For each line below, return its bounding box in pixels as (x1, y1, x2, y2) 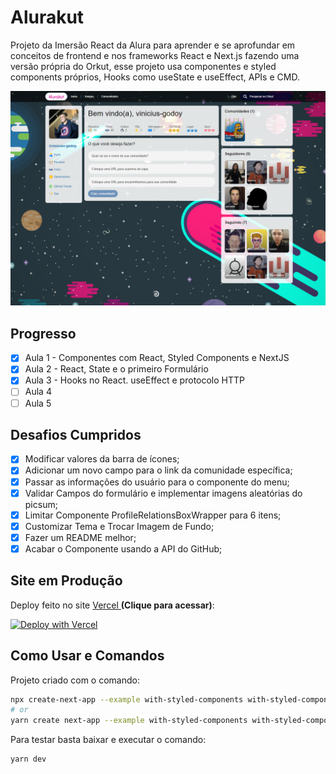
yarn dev (10, 754, 47, 765)
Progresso (10, 325, 77, 342)
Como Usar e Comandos (10, 647, 165, 665)
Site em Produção (10, 572, 123, 590)
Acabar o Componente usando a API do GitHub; (24, 542, 223, 555)
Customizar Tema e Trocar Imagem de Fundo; (24, 520, 215, 532)
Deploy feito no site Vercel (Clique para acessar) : (10, 599, 215, 611)
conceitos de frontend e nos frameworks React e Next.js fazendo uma (10, 49, 300, 61)
